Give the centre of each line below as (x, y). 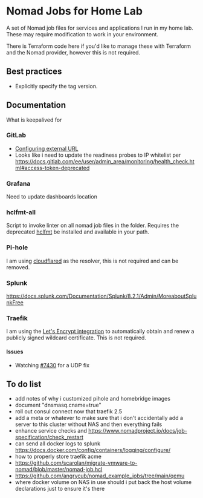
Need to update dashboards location (52, 197)
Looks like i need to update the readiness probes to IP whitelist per (98, 155)
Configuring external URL (47, 148)
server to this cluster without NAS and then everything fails (89, 424)
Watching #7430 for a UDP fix (52, 365)
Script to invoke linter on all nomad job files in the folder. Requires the (93, 226)
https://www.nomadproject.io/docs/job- (138, 431)
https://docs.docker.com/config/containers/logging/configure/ (93, 450)
